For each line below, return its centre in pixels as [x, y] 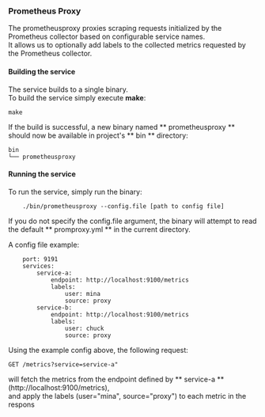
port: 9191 [40, 259]
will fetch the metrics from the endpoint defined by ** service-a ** [116, 379]
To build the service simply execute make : [77, 97]
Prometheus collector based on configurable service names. [107, 36]
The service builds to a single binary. [68, 89]
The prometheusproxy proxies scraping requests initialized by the [115, 28]
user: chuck [84, 328]
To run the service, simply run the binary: [75, 191]
